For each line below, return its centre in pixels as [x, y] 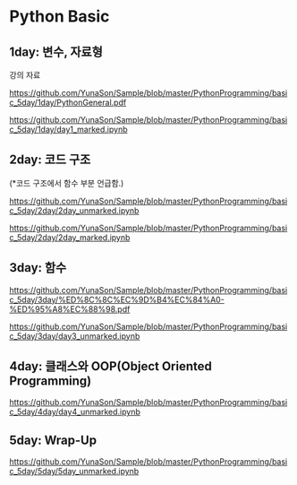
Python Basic [59, 17]
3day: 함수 [38, 268]
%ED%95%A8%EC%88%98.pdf [70, 309]
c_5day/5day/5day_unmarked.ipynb [74, 472]
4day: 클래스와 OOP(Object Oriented [111, 366]
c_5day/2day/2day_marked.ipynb [70, 237]
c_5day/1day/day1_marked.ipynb [68, 129]
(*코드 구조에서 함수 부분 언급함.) [67, 183]
